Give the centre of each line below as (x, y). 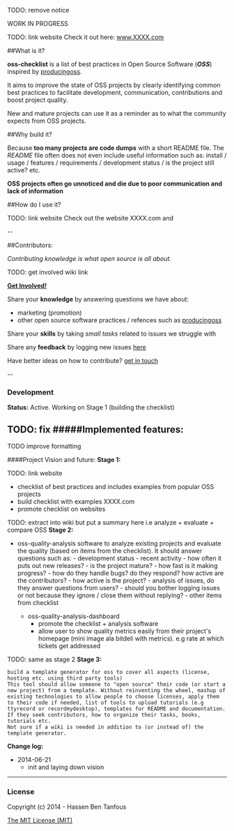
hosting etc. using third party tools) (65, 679)
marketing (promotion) (49, 313)
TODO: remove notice (38, 10)
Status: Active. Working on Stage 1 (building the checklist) (91, 407)
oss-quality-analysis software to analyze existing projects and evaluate (119, 544)
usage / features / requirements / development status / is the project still (111, 163)
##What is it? (26, 51)
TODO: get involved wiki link (48, 272)
